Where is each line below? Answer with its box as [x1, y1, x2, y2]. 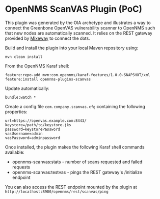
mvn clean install [5, 54, 43, 59]
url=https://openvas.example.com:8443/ [5, 118, 87, 123]
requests [12, 164, 30, 170]
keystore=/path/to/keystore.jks [5, 122, 71, 127]
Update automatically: [5, 85, 50, 91]
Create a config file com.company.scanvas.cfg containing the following [5, 103, 145, 109]
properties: [5, 109, 27, 114]
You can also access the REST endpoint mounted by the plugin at [5, 184, 137, 190]
